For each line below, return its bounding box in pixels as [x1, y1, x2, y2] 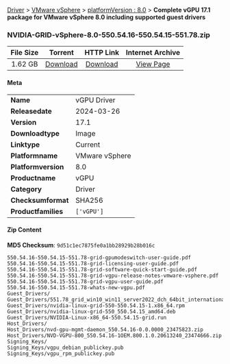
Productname [10, 173, 56, 182]
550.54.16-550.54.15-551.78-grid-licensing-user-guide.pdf [7, 260, 179, 267]
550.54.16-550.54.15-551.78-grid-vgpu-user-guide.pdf [7, 278, 164, 285]
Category [10, 184, 42, 194]
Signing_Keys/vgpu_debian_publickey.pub [7, 344, 125, 351]
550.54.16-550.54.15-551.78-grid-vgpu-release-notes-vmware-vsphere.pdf [7, 272, 219, 279]
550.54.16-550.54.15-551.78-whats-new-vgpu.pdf [7, 284, 146, 291]
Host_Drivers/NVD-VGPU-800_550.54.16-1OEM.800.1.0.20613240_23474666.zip [7, 332, 222, 339]
